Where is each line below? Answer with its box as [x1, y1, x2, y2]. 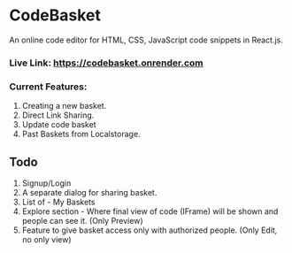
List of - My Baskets [21, 196, 96, 207]
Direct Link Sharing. [21, 110, 95, 120]
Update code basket [21, 119, 96, 130]
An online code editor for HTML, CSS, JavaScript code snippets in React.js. [9, 34, 283, 45]
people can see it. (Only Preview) [21, 215, 143, 226]
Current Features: [9, 80, 88, 93]
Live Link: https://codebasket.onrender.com [9, 57, 204, 69]
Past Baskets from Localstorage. [21, 129, 141, 140]
